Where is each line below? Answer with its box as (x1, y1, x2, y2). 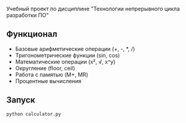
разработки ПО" (6, 12, 49, 19)
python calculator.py (6, 111, 62, 117)
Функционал (6, 29, 58, 39)
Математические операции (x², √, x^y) (15, 58, 116, 65)
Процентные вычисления (15, 77, 82, 84)
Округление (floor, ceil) (15, 64, 75, 71)
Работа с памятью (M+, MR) (15, 71, 88, 78)
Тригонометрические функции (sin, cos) (15, 52, 120, 59)
